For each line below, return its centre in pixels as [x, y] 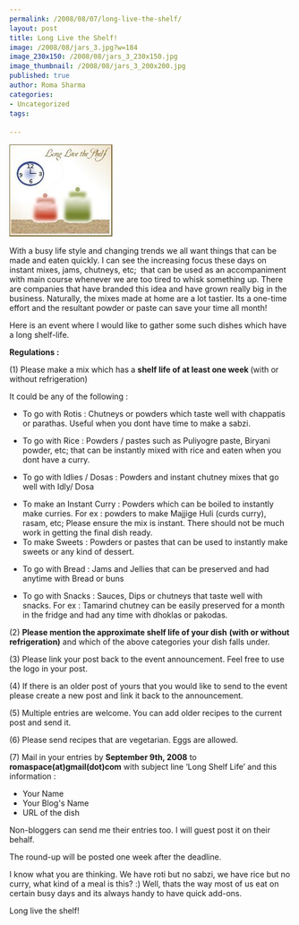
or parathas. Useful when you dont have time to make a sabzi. [136, 424]
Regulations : [34, 352]
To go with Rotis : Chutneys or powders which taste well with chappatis [154, 414]
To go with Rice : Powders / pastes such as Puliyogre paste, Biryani [146, 441]
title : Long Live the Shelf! [64, 38]
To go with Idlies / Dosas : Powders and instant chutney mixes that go [150, 477]
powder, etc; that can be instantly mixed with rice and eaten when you [152, 450]
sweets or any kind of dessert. [78, 552]
